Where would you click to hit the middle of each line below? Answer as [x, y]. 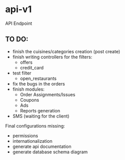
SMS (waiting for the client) [41, 116]
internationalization [33, 141]
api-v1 [18, 9]
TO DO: [17, 39]
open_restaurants [38, 78]
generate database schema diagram [50, 152]
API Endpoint [19, 23]
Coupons [29, 100]
